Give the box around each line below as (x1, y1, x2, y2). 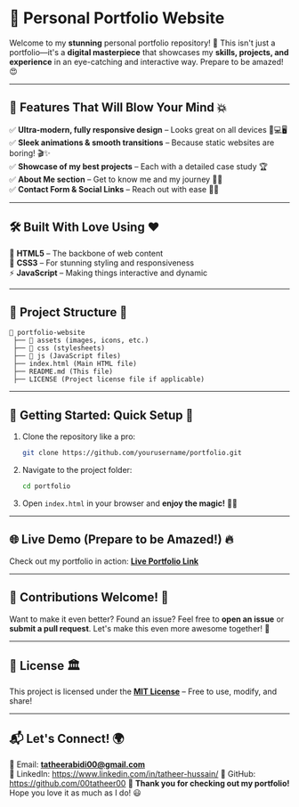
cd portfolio (21, 482, 71, 491)
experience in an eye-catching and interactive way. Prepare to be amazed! (9, 56, 284, 67)
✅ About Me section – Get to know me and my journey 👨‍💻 (9, 174, 223, 184)
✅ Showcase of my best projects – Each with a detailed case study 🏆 (9, 160, 269, 172)
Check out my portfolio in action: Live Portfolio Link (9, 556, 198, 567)
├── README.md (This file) (12, 367, 114, 377)
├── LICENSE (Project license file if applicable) (12, 375, 205, 384)
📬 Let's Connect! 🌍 (9, 730, 125, 746)
